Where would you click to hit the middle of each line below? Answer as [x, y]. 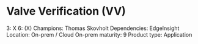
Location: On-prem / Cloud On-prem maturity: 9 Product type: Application [99, 34]
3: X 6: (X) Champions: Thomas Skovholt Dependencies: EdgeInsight [93, 28]
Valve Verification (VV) [66, 11]
